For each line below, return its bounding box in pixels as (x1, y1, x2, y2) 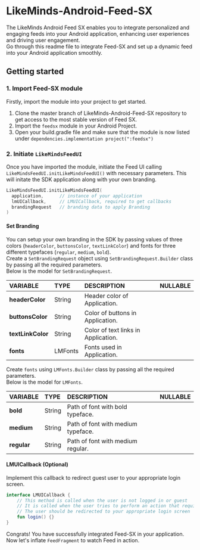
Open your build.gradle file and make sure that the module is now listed (14, 128, 190, 135)
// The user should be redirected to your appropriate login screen (17, 508, 190, 515)
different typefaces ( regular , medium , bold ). (6, 248, 111, 256)
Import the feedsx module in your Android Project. (14, 122, 137, 129)
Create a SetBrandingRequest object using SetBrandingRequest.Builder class (6, 254, 193, 262)
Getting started (6, 67, 64, 77)
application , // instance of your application (11, 192, 143, 199)
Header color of (84, 291, 129, 300)
